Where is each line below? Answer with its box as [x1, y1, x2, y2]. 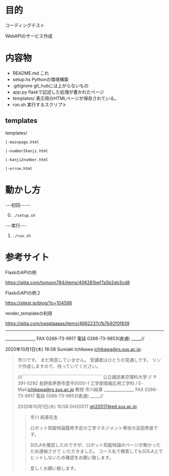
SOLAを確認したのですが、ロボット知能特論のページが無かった [30, 442, 161, 448]
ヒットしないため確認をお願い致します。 [30, 454, 114, 460]
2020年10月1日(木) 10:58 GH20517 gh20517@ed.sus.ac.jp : [17, 403, 138, 410]
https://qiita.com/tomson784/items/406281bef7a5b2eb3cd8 [5, 279, 130, 285]
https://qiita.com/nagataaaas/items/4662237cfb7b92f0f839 [5, 320, 130, 326]
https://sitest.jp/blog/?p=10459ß [5, 300, 72, 306]
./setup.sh [12, 213, 36, 218]
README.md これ [12, 70, 49, 76]
